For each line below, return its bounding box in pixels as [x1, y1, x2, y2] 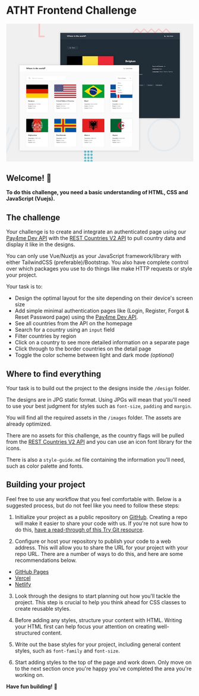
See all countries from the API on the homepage [14, 320, 132, 327]
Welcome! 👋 [6, 173, 52, 183]
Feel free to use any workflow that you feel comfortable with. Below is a [6, 495, 182, 502]
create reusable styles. [14, 605, 71, 612]
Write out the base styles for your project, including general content [14, 641, 181, 648]
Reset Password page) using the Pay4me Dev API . [14, 313, 138, 321]
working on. [14, 671, 45, 678]
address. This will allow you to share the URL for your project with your [14, 543, 188, 551]
